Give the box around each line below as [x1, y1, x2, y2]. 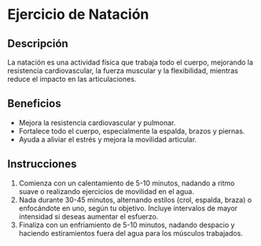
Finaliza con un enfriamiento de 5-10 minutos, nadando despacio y [18, 220, 235, 229]
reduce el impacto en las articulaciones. [7, 75, 137, 83]
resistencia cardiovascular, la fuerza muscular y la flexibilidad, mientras [7, 66, 239, 75]
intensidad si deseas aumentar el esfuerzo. [18, 211, 159, 221]
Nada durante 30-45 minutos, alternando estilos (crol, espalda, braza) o [18, 195, 252, 204]
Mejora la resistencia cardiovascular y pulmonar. [18, 118, 176, 127]
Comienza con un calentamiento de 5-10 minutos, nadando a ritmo [18, 178, 235, 188]
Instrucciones [7, 157, 77, 171]
